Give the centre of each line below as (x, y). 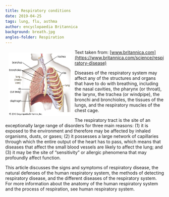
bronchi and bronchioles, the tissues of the (119, 100)
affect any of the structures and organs (116, 78)
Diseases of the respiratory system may (116, 73)
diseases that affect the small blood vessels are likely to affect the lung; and (84, 147)
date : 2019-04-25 (23, 16)
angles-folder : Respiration (35, 37)
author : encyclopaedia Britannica (42, 27)
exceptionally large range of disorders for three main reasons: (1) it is (77, 126)
